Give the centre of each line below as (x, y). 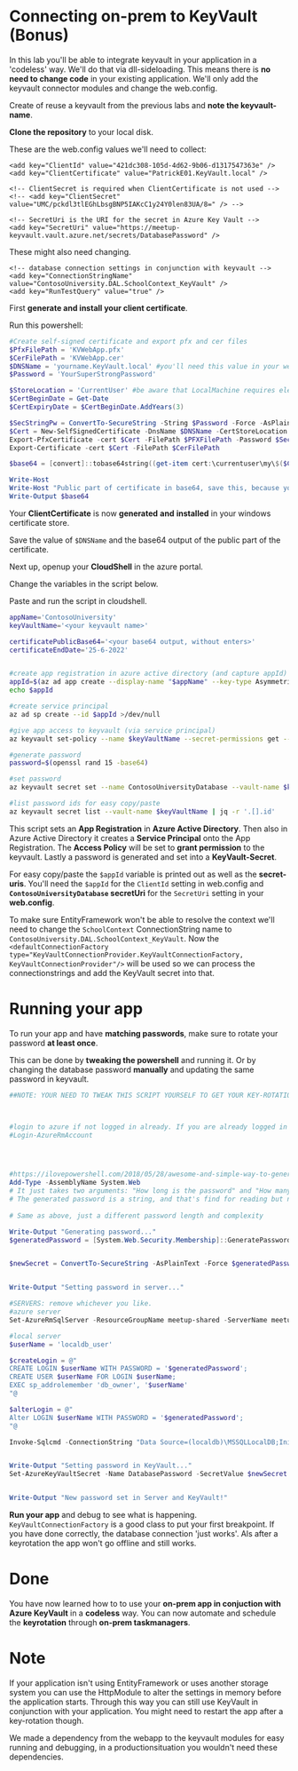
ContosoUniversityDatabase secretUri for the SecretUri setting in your (137, 893)
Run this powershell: (47, 325)
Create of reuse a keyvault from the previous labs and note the (124, 105)
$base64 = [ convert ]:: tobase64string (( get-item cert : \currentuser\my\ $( (146, 464)
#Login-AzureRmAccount (51, 1135)
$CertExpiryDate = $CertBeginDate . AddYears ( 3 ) (97, 407)
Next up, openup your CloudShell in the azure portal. (106, 567)
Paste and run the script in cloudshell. (78, 600)
